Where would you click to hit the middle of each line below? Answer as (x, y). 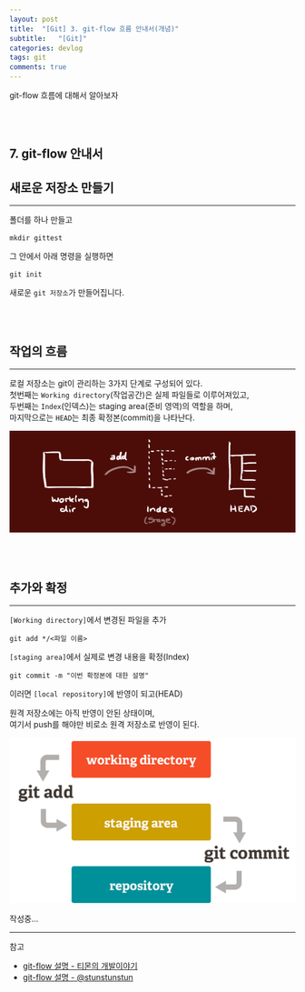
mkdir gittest (36, 238)
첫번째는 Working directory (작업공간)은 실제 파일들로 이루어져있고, (129, 395)
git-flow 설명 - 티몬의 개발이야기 (80, 966)
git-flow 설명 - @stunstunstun (78, 977)
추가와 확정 (39, 588)
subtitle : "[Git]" (49, 38)
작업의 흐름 (39, 351)
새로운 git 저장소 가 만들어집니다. (67, 293)
